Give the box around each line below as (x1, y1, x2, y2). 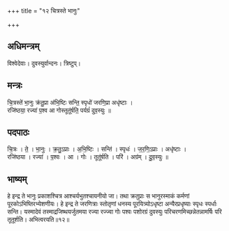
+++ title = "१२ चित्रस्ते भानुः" (7, 7, 80, 15)
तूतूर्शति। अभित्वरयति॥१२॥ (7, 216, 70, 224)
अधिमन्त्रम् (7, 40, 40, 52)
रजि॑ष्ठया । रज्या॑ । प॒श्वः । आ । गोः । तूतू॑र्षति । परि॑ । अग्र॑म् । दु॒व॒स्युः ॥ (7, 153, 169, 161)
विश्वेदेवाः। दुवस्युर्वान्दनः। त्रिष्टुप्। (7, 59, 82, 67)
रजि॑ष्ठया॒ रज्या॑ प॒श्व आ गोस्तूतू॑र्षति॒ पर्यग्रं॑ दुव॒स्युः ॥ (7, 106, 112, 114)
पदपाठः (7, 127, 30, 138)
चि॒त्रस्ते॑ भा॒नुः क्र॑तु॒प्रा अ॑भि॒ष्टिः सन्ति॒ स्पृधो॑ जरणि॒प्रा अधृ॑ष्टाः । (7, 98, 133, 106)
